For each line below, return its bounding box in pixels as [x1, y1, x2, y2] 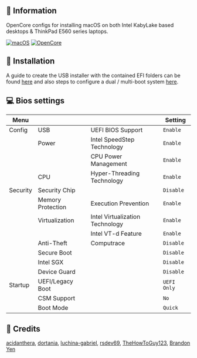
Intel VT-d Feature [90, 230, 142, 238]
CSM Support [38, 295, 75, 303]
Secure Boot [38, 249, 72, 257]
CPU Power [90, 152, 123, 160]
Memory [38, 196, 62, 204]
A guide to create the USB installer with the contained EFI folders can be [6, 72, 181, 79]
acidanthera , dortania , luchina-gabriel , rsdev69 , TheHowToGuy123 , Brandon [6, 339, 191, 347]
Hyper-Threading [90, 169, 140, 178]
